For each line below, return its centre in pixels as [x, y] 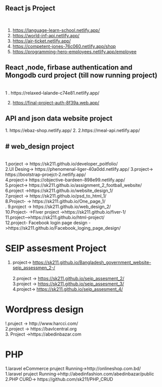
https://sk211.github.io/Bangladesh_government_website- [92, 263]
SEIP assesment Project [56, 248]
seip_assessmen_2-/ [34, 268]
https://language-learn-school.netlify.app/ [56, 30]
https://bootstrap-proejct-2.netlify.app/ [46, 175]
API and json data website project [59, 119]
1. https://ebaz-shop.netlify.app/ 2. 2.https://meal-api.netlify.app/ [73, 131]
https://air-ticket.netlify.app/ [42, 41]
